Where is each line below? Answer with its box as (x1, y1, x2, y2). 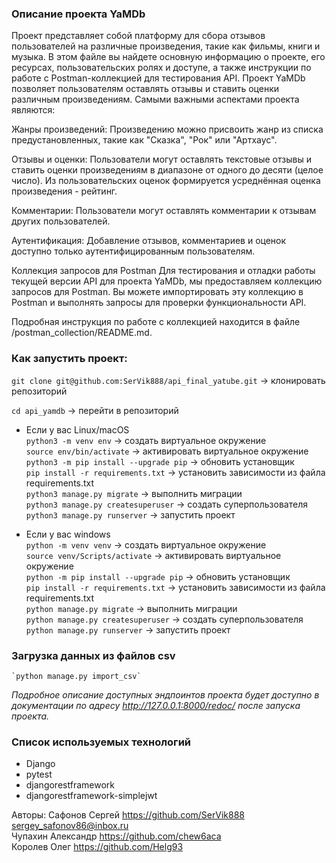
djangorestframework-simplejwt (25, 790, 158, 802)
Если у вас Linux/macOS (25, 423, 130, 436)
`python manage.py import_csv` (11, 671, 142, 681)
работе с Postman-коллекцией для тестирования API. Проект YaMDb (11, 72, 306, 84)
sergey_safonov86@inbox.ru (11, 820, 129, 832)
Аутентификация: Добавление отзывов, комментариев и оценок (11, 235, 287, 247)
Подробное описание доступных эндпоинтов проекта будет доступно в (11, 688, 320, 701)
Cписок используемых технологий (11, 735, 192, 749)
